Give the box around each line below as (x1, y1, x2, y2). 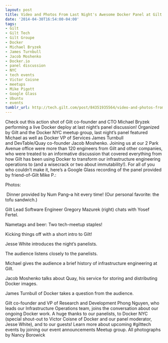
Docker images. (5, 281, 37, 286)
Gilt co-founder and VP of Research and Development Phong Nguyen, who (5, 300, 159, 306)
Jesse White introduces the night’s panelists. (5, 241, 97, 247)
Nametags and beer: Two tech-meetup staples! (5, 221, 102, 227)
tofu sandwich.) (5, 197, 37, 203)
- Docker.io (5, 59, 30, 64)
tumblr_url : (5, 105, 30, 110)
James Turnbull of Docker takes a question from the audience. (5, 290, 134, 296)
